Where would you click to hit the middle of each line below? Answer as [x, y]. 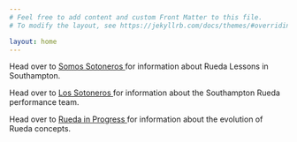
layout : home [33, 41]
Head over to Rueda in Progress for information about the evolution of [136, 119]
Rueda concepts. [40, 129]
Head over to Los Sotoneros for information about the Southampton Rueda [145, 93]
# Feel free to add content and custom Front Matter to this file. [136, 17]
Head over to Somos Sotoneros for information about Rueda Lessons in [139, 66]
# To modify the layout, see [63, 26]
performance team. [44, 102]
